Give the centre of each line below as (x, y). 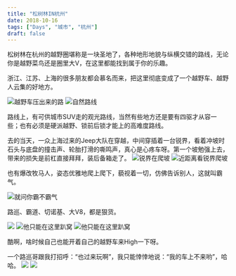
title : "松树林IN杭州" (38, 14)
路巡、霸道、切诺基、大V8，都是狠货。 (64, 212)
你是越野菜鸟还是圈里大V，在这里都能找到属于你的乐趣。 (90, 63)
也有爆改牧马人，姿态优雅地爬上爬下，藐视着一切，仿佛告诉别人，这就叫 (112, 173)
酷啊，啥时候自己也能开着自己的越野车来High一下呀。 (85, 242)
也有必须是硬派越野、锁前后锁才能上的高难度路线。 (93, 126)
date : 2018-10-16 (33, 20)
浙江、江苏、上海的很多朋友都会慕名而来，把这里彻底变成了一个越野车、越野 (118, 78)
